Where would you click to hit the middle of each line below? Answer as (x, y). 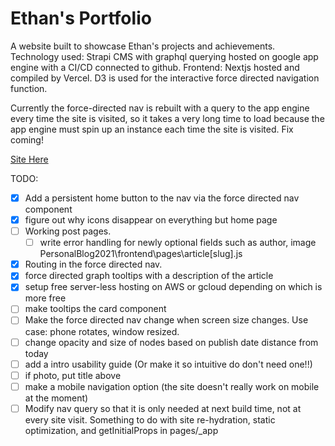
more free (45, 298)
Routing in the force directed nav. (93, 264)
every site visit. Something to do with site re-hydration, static (150, 419)
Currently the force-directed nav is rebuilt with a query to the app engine (160, 108)
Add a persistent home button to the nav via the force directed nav (162, 198)
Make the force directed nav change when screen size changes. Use (166, 320)
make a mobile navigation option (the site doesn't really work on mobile (172, 386)
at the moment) (56, 398)
